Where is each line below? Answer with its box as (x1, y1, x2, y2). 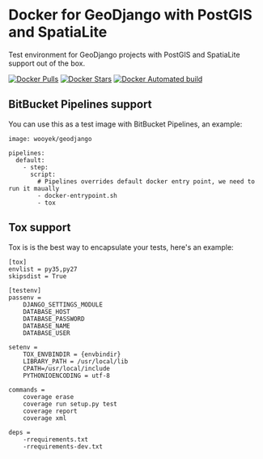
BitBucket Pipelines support (8, 97, 152, 111)
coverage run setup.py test (23, 400, 117, 408)
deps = (8, 428, 31, 436)
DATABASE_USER (23, 328, 70, 337)
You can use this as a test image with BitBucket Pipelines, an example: (8, 119, 243, 129)
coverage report (23, 407, 78, 415)
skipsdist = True (8, 272, 67, 281)
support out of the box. (8, 58, 86, 68)
